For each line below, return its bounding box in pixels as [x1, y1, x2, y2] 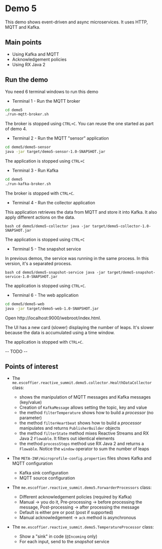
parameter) [19, 415, 42, 421]
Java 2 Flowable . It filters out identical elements [19, 436, 115, 441]
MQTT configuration [12, 460, 53, 466]
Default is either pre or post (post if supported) [19, 510, 113, 515]
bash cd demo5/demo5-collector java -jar [5, 223, 90, 229]
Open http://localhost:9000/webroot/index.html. [5, 315, 101, 321]
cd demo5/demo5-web [5, 301, 45, 307]
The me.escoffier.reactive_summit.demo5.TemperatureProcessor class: [12, 524, 154, 530]
